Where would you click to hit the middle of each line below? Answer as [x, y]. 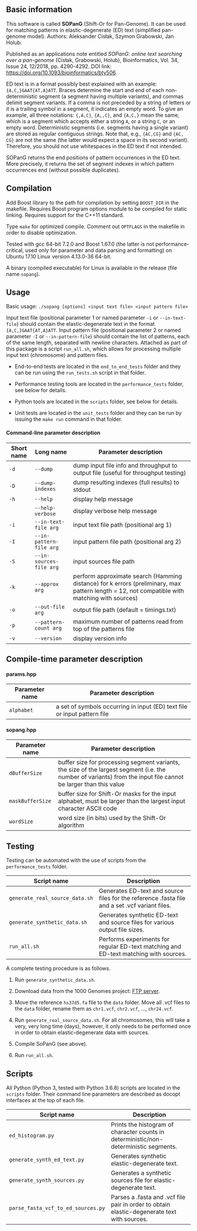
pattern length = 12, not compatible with [129, 590]
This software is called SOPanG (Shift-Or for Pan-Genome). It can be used [96, 23]
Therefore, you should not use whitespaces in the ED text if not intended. [94, 146]
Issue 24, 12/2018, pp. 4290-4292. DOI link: [59, 66]
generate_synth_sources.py [47, 1180]
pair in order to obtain [140, 1205]
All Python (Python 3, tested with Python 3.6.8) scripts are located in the [93, 1088]
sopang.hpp [21, 730]
